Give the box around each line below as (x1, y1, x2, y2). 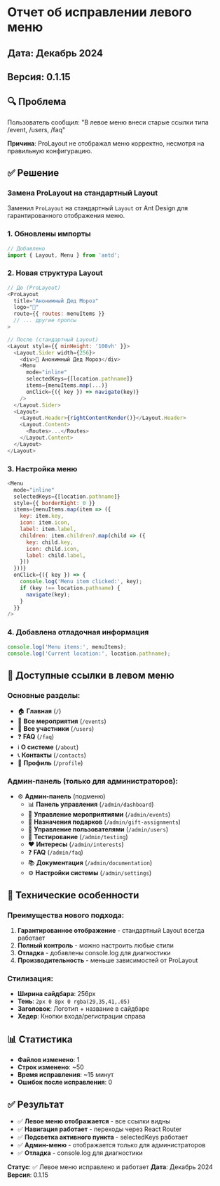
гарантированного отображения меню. (7, 212, 125, 220)
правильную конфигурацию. (7, 146, 92, 155)
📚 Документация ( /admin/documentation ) (27, 859, 153, 867)
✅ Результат (7, 1098, 64, 1110)
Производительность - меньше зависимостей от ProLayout (17, 956, 198, 964)
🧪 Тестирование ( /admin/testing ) (27, 833, 128, 841)
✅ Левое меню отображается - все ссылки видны (17, 1117, 170, 1126)
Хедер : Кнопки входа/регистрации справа (17, 1012, 146, 1021)
